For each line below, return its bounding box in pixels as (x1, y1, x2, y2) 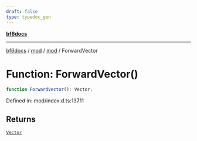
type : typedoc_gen (6, 14, 51, 20)
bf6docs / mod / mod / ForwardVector (6, 47, 98, 54)
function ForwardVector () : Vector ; (6, 87, 93, 92)
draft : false (6, 8, 38, 15)
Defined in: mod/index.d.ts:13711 (6, 97, 84, 104)
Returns (6, 114, 36, 124)
